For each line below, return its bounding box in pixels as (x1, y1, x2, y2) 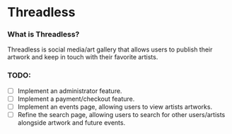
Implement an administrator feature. (17, 86, 122, 95)
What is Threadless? (7, 30, 80, 39)
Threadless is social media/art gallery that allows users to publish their (7, 45, 213, 54)
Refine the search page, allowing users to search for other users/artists (17, 110, 226, 118)
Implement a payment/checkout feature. (17, 95, 135, 103)
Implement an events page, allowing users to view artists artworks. (17, 102, 213, 111)
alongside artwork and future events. (17, 118, 126, 127)
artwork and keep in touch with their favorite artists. (7, 53, 158, 61)
